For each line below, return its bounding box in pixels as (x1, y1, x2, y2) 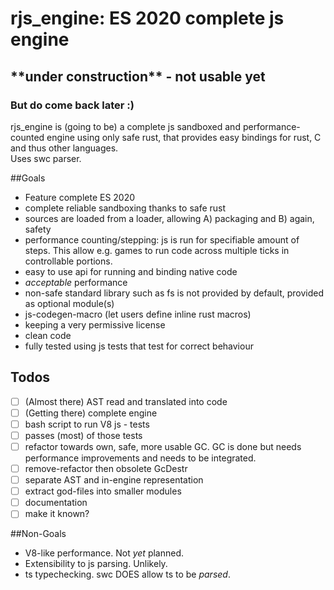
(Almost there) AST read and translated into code (24, 395, 228, 407)
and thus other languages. (10, 142, 119, 154)
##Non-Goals (10, 528, 67, 540)
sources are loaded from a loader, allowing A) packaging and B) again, (24, 212, 315, 224)
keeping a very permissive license (24, 318, 166, 331)
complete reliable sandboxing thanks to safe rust (24, 202, 227, 214)
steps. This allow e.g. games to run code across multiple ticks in (24, 244, 290, 256)
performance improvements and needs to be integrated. (24, 452, 257, 464)
